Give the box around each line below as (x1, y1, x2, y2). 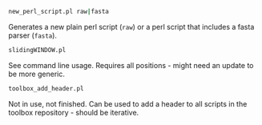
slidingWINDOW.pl (8, 46, 67, 54)
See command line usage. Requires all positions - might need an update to (8, 60, 254, 70)
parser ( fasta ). (8, 30, 58, 40)
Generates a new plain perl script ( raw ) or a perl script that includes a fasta (8, 22, 255, 31)
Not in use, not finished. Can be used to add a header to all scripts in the (8, 99, 248, 108)
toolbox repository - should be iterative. (8, 107, 139, 117)
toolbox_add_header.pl (8, 84, 84, 92)
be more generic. (8, 69, 66, 79)
